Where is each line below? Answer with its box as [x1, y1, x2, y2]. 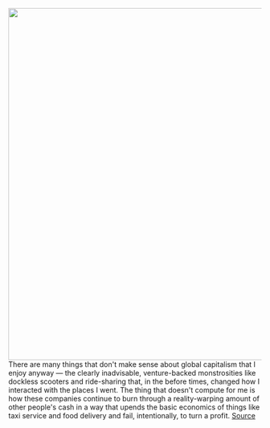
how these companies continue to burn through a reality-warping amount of [8, 394, 260, 403]
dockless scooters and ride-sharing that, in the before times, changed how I [8, 377, 260, 386]
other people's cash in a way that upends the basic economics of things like [8, 402, 260, 412]
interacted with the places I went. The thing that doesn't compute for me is [8, 385, 256, 394]
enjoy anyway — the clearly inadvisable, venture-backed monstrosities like [8, 368, 256, 377]
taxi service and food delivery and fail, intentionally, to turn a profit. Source [8, 411, 256, 420]
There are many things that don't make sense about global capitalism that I [8, 360, 256, 369]
